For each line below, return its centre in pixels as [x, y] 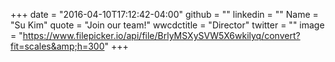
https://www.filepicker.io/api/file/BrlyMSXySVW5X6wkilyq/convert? [161, 35]
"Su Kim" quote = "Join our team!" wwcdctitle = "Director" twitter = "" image [167, 25]
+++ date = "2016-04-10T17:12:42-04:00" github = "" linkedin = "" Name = [164, 14]
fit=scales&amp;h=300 [57, 46]
